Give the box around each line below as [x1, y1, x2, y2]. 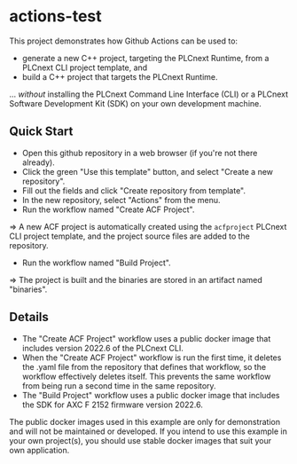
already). [21, 157, 55, 168]
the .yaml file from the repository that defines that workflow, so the [21, 361, 267, 372]
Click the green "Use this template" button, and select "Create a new [21, 166, 273, 177]
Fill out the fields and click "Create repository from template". [21, 185, 246, 196]
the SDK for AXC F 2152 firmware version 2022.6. [21, 399, 204, 410]
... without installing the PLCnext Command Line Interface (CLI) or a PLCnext [9, 89, 288, 99]
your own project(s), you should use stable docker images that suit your [9, 435, 272, 445]
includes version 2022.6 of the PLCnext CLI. [21, 342, 184, 353]
